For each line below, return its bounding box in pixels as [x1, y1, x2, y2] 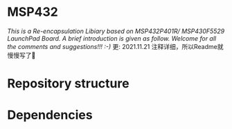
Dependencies [7, 108, 93, 123]
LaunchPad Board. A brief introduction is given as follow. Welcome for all [7, 34, 217, 42]
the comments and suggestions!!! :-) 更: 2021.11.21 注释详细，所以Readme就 [7, 42, 224, 50]
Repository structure [7, 76, 130, 92]
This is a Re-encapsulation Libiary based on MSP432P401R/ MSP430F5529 [7, 27, 225, 35]
